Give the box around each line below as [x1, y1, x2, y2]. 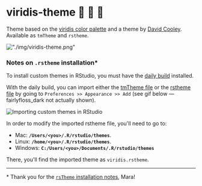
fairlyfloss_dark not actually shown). [6, 96, 96, 104]
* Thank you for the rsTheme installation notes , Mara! [6, 173, 135, 181]
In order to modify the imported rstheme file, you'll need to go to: [6, 120, 167, 127]
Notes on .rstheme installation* [6, 58, 98, 67]
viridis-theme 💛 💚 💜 [6, 5, 104, 19]
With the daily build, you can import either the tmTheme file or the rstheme [6, 84, 191, 91]
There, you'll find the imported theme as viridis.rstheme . [6, 156, 149, 163]
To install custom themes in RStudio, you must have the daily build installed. [6, 72, 194, 79]
